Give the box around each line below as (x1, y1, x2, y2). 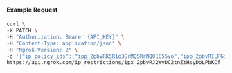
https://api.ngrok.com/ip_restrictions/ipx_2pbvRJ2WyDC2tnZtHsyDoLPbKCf (6, 59, 221, 66)
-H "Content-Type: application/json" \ (6, 40, 122, 47)
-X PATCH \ (6, 28, 38, 34)
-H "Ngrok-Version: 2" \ (6, 46, 78, 53)
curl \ (6, 21, 26, 28)
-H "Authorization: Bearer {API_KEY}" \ (6, 33, 125, 41)
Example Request (6, 6, 58, 14)
